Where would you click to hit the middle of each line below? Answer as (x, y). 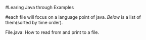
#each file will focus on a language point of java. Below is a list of (73, 17)
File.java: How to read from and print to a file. (52, 32)
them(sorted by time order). (34, 23)
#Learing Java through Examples (40, 7)
